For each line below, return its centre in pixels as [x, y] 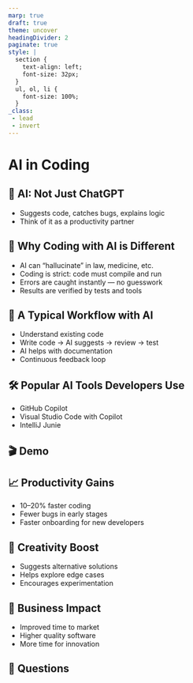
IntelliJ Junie [40, 425]
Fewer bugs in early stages [63, 514]
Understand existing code [61, 334]
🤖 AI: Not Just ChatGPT [66, 194]
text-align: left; [52, 67]
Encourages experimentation [67, 583]
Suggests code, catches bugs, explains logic [92, 213]
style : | [22, 52]
